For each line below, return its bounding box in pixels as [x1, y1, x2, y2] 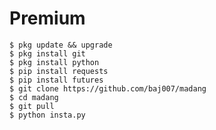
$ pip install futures [9, 75, 104, 85]
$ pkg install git [9, 48, 86, 59]
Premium [9, 7, 86, 30]
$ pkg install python [9, 57, 100, 67]
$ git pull [9, 101, 55, 111]
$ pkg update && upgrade [9, 40, 113, 50]
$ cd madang [9, 92, 59, 102]
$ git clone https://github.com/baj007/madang [9, 83, 207, 94]
